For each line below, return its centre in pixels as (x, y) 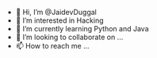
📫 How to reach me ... (52, 46)
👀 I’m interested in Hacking (60, 20)
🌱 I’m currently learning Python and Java (82, 29)
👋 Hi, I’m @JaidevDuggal (56, 12)
